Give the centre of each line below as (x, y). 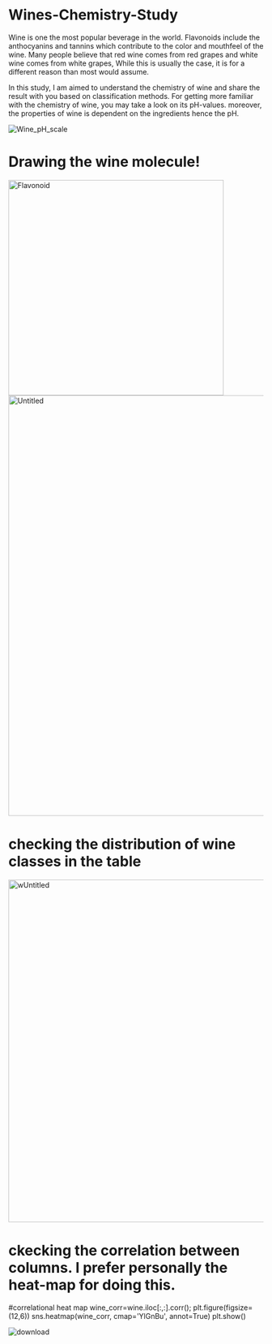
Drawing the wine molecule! (104, 162)
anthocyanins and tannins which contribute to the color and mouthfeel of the (136, 45)
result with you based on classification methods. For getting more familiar (131, 96)
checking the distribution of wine (122, 844)
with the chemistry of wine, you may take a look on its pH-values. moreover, (135, 105)
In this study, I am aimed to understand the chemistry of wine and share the (134, 88)
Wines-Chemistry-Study (93, 15)
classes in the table (75, 862)
